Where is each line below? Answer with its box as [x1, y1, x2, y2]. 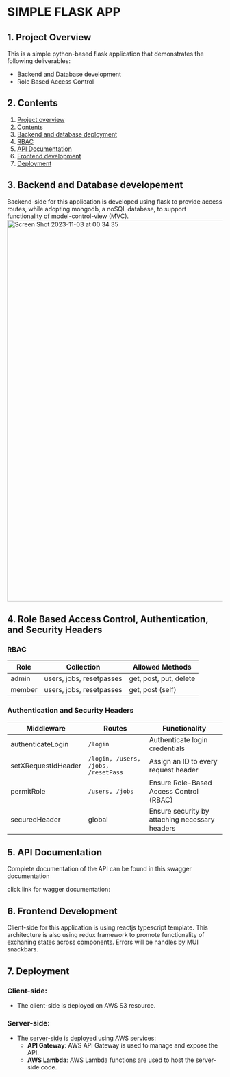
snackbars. [7, 945, 39, 954]
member [10, 685, 38, 695]
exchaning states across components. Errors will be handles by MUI [7, 938, 199, 947]
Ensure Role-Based [149, 778, 212, 788]
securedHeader [10, 814, 61, 824]
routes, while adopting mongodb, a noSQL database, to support [7, 204, 187, 213]
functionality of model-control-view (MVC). [7, 212, 129, 220]
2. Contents [7, 97, 58, 109]
